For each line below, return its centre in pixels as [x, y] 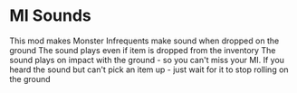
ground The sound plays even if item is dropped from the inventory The [143, 50]
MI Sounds [51, 16]
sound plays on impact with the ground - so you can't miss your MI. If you [147, 60]
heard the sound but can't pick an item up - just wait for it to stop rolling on [149, 70]
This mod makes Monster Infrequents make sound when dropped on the [144, 41]
